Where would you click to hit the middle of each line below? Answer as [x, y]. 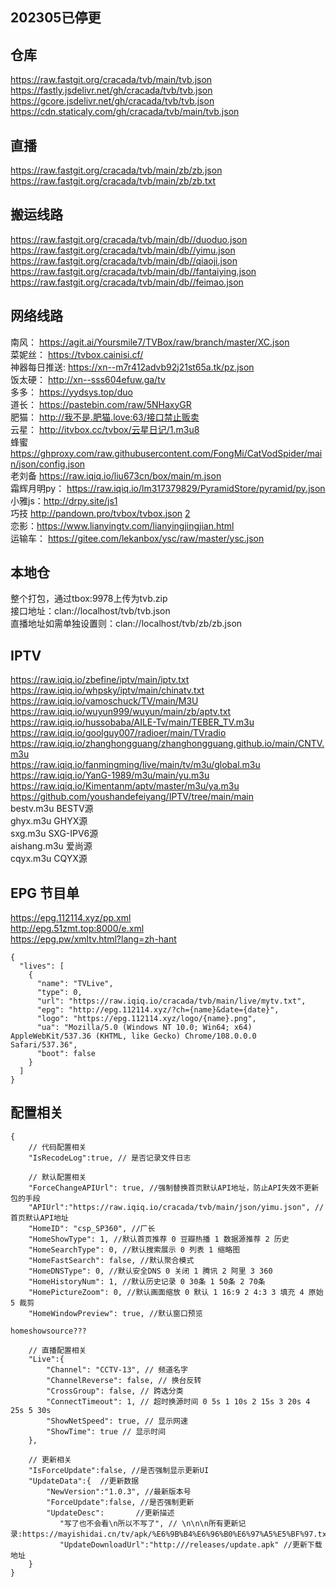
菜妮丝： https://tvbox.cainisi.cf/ [77, 354]
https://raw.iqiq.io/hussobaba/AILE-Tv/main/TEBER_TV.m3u [132, 722]
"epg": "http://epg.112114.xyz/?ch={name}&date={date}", [158, 1010]
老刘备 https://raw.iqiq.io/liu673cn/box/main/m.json [116, 475]
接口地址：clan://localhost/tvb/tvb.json [90, 611]
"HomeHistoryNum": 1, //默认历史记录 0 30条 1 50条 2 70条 [147, 1281]
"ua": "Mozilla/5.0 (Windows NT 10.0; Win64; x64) [144, 1028]
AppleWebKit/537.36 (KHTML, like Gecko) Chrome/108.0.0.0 [133, 1036]
